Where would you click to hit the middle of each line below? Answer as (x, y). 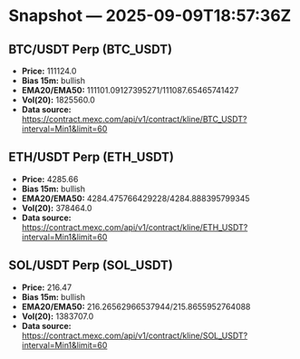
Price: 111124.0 (49, 71)
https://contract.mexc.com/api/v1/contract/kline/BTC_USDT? (134, 119)
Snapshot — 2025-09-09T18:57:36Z (150, 16)
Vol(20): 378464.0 (57, 208)
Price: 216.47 (47, 287)
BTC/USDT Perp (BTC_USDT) (91, 49)
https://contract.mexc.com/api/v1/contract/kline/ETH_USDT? (135, 227)
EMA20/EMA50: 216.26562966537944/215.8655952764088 (136, 306)
